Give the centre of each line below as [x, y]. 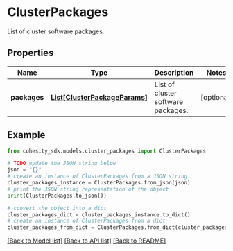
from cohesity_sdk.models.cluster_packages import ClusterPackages [107, 151]
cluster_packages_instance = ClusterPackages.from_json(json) [99, 183]
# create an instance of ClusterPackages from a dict [87, 221]
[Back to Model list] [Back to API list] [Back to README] [87, 241]
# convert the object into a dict [57, 208]
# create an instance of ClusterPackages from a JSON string [97, 176]
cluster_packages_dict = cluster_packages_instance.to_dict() [99, 215]
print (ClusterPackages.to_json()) [57, 196]
